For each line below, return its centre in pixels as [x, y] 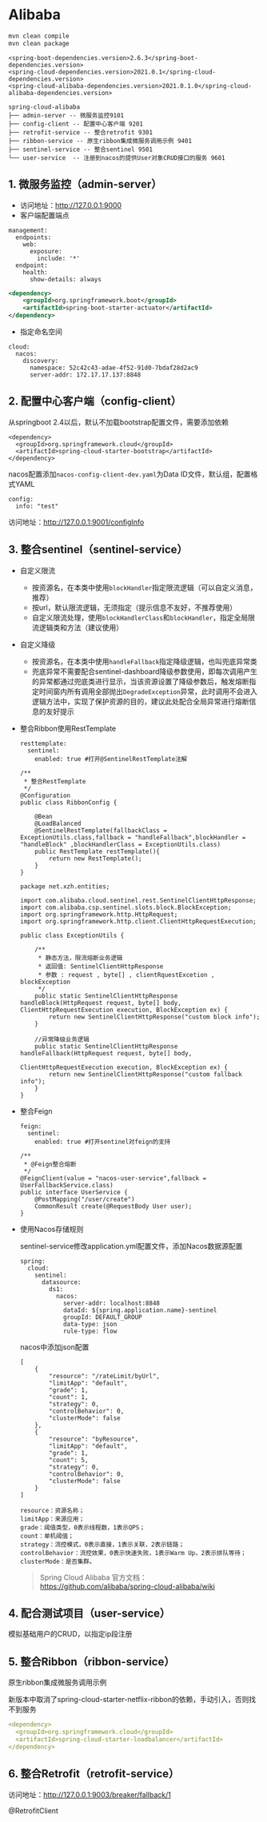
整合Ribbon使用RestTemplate [68, 728]
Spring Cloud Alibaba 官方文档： [94, 1577]
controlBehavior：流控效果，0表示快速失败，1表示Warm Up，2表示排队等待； [133, 1553]
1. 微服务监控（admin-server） [85, 184]
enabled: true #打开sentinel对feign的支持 [103, 1142]
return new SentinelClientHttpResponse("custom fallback [145, 1074]
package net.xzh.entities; [65, 886]
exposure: [46, 251]
